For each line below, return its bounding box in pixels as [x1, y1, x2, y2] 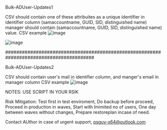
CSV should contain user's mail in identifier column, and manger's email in [5, 74, 159, 79]
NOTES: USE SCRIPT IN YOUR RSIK [5, 89, 79, 94]
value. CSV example [5, 30, 47, 35]
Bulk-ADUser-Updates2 [5, 64, 54, 70]
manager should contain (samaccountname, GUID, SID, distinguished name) [5, 24, 162, 30]
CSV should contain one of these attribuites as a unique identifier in [5, 14, 145, 19]
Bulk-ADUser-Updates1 [5, 4, 53, 10]
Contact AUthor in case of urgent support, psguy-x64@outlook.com [5, 119, 146, 124]
